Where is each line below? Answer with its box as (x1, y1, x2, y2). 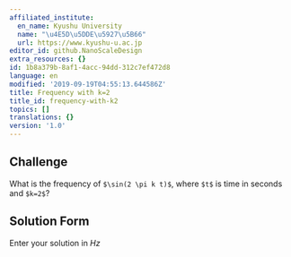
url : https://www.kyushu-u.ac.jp (17, 38, 143, 47)
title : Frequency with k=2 (9, 88, 110, 97)
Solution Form (9, 214, 90, 229)
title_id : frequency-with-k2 (9, 96, 119, 106)
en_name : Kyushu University (17, 21, 123, 30)
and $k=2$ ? (9, 187, 50, 198)
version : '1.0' (9, 122, 66, 131)
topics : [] (9, 105, 50, 114)
